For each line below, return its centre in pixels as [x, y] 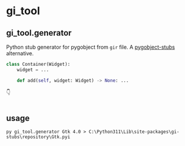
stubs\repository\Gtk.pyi [38, 137]
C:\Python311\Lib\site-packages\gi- [134, 132]
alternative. [20, 53]
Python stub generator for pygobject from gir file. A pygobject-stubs [91, 47]
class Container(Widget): [38, 64]
